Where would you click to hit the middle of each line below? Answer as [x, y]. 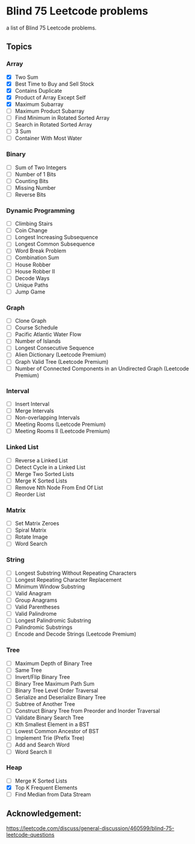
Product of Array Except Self [50, 97]
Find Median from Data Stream [53, 794]
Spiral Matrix [31, 530]
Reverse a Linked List [41, 460]
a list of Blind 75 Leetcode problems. [52, 28]
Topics [19, 47]
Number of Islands [38, 341]
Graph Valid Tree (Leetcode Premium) [62, 361]
